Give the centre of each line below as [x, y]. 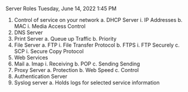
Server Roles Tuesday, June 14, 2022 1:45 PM [61, 9]
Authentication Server [41, 76]
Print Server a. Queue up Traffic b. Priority [65, 39]
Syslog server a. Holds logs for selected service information [87, 83]
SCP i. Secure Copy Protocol [49, 51]
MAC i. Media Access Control [50, 26]
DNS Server [29, 32]
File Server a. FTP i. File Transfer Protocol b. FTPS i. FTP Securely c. [97, 45]
